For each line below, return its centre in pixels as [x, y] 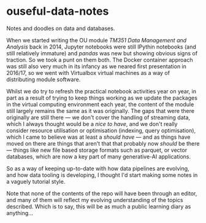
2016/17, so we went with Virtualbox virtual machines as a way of [88, 72]
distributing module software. [44, 79]
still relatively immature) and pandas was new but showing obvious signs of [102, 53]
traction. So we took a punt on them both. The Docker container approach [100, 60]
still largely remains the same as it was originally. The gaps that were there [101, 111]
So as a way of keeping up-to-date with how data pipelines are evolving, [98, 168]
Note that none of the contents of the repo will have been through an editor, [102, 193]
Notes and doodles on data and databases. [61, 28]
